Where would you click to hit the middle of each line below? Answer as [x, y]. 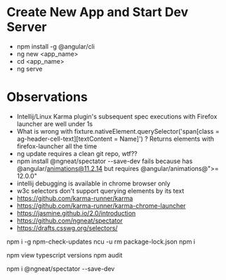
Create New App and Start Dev [98, 12]
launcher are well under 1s [54, 124]
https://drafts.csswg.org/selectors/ [67, 227]
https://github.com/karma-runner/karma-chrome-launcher [101, 205]
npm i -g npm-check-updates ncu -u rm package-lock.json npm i [101, 241]
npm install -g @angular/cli [56, 46]
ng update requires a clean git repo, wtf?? [77, 153]
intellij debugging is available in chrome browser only [93, 183]
